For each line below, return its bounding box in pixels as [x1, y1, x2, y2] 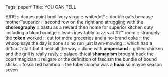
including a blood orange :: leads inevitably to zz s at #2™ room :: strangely [5, 30, 160, 35]
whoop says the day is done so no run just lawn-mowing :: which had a [5, 40, 152, 46]
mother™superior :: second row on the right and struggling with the [5, 19, 143, 25]
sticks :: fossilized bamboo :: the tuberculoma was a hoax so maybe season [5, 62, 162, 67]
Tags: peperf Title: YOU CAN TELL [5, 4, 76, 10]
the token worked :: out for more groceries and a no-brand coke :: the [5, 35, 150, 41]
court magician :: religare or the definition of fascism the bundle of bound [5, 56, 157, 62]
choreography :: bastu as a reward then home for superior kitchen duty [5, 24, 153, 30]
